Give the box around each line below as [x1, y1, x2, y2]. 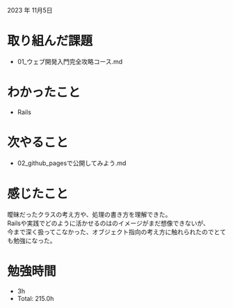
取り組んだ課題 [7, 33, 93, 49]
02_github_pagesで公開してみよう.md [17, 159, 127, 167]
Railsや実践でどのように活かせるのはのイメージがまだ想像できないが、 [7, 219, 210, 227]
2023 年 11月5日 [7, 6, 54, 14]
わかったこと [7, 84, 81, 100]
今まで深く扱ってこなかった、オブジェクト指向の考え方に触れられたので [7, 227, 214, 236]
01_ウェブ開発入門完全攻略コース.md [17, 57, 123, 66]
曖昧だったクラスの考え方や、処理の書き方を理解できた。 [7, 210, 172, 218]
